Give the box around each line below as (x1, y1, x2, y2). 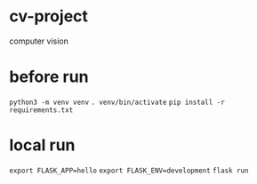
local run (9, 135, 76, 156)
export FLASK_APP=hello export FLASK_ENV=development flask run (9, 166, 249, 175)
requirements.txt (9, 105, 74, 115)
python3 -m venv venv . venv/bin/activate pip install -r (9, 98, 225, 107)
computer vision (9, 36, 69, 46)
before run (9, 67, 89, 87)
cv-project (9, 6, 89, 27)
